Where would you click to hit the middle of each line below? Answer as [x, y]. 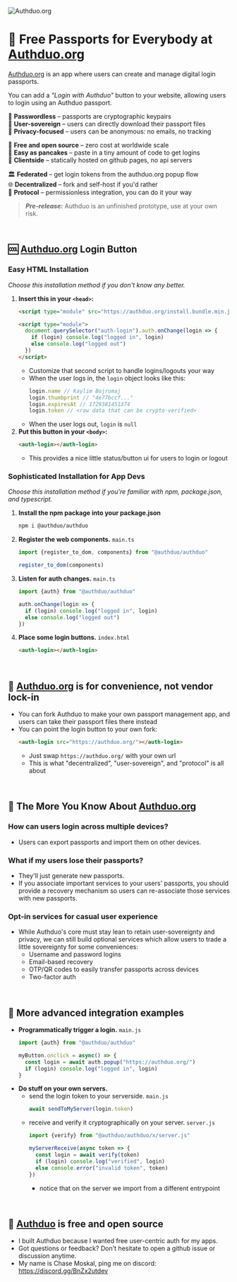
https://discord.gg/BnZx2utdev [63, 1271]
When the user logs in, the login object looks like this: [107, 378]
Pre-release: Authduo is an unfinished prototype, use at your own [121, 206]
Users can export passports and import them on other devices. [110, 842]
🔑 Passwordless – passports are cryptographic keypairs [90, 116]
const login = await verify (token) [87, 1155]
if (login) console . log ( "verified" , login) [100, 1161]
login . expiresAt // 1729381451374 [79, 404]
